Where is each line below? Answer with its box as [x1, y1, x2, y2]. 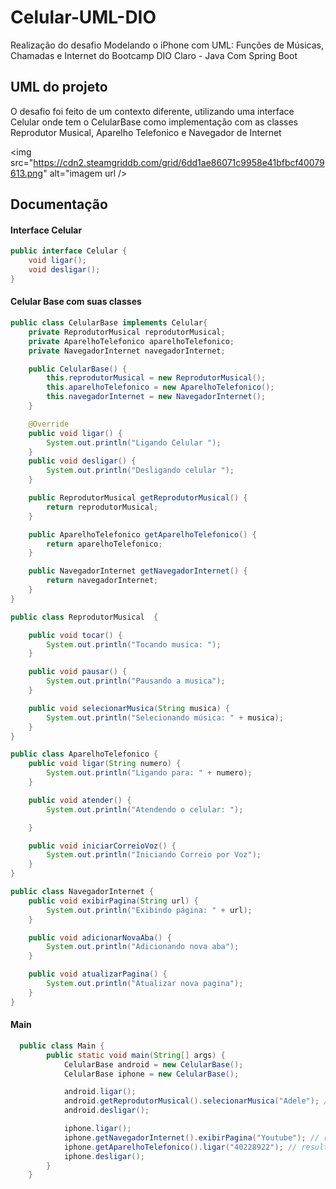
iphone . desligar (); [63, 1151, 145, 1161]
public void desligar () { [28, 456, 137, 466]
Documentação [10, 196, 108, 213]
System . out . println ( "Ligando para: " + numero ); [46, 768, 253, 778]
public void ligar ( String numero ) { [28, 759, 182, 769]
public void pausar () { [28, 667, 128, 677]
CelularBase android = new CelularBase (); [63, 1059, 244, 1070]
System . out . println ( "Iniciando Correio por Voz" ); [46, 850, 262, 860]
